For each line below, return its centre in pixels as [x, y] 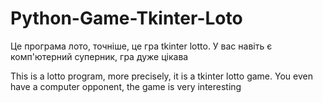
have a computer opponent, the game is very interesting [126, 86]
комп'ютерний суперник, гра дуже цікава [99, 56]
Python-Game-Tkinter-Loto [126, 18]
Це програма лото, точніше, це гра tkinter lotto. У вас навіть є [141, 46]
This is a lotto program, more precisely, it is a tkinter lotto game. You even [161, 76]
